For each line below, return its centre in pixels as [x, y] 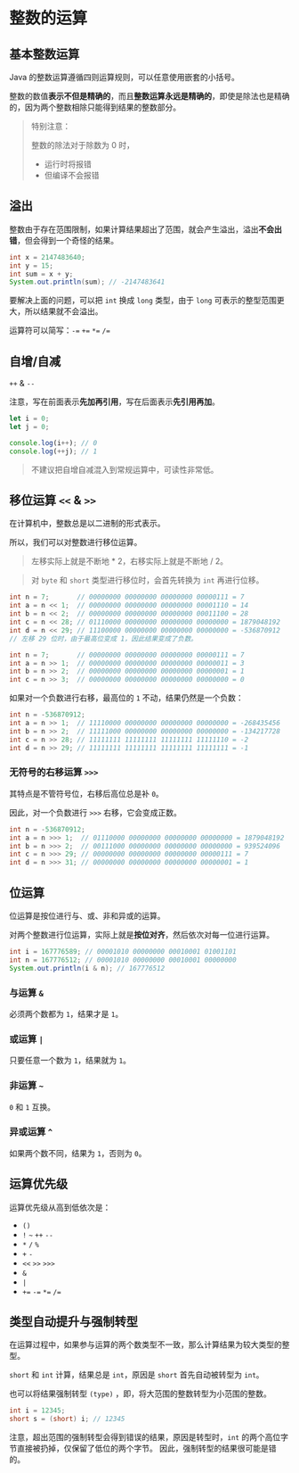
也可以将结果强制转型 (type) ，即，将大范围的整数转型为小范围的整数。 [140, 1394]
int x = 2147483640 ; [48, 257]
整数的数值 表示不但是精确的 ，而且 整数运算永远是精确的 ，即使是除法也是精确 [149, 96]
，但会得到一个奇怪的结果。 [68, 240]
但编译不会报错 [72, 175]
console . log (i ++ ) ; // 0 [53, 443]
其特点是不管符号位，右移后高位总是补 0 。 [87, 793]
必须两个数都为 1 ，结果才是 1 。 [66, 1014]
